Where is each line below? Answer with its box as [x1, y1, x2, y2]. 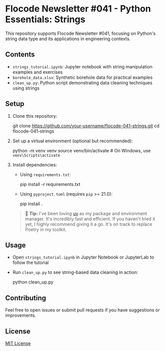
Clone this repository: [12, 113, 57, 119]
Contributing [5, 294, 46, 302]
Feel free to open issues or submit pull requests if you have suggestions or [5, 307, 160, 313]
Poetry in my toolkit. [25, 226, 67, 232]
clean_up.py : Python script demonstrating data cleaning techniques [12, 79, 152, 85]
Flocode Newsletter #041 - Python [5, 3, 151, 15]
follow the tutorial [12, 259, 49, 266]
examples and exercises [12, 69, 63, 75]
